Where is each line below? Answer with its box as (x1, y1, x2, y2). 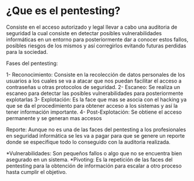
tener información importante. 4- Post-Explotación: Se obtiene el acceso (6, 108, 182, 115)
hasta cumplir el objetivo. (6, 168, 68, 175)
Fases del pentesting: (6, 60, 58, 67)
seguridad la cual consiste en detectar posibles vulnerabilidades (6, 29, 162, 36)
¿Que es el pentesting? (6, 4, 121, 18)
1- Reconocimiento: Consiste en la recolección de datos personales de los (6, 71, 185, 78)
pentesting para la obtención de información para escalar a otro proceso (6, 162, 182, 169)
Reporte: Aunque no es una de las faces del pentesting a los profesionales (6, 126, 186, 133)
